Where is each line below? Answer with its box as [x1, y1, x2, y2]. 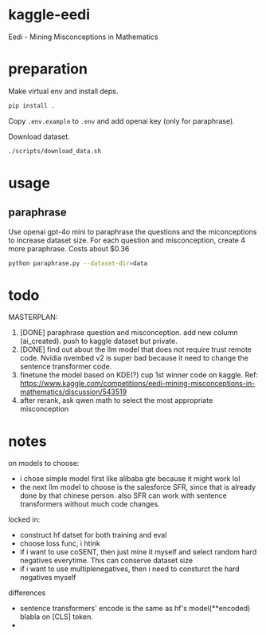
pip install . [8, 101, 56, 109]
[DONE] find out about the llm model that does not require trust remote [19, 345, 252, 354]
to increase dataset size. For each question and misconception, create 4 [8, 235, 245, 245]
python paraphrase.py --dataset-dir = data [8, 259, 148, 267]
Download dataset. [8, 132, 70, 141]
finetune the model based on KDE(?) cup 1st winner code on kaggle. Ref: [19, 370, 259, 380]
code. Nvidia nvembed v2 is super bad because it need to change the [19, 353, 249, 363]
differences [8, 588, 46, 598]
